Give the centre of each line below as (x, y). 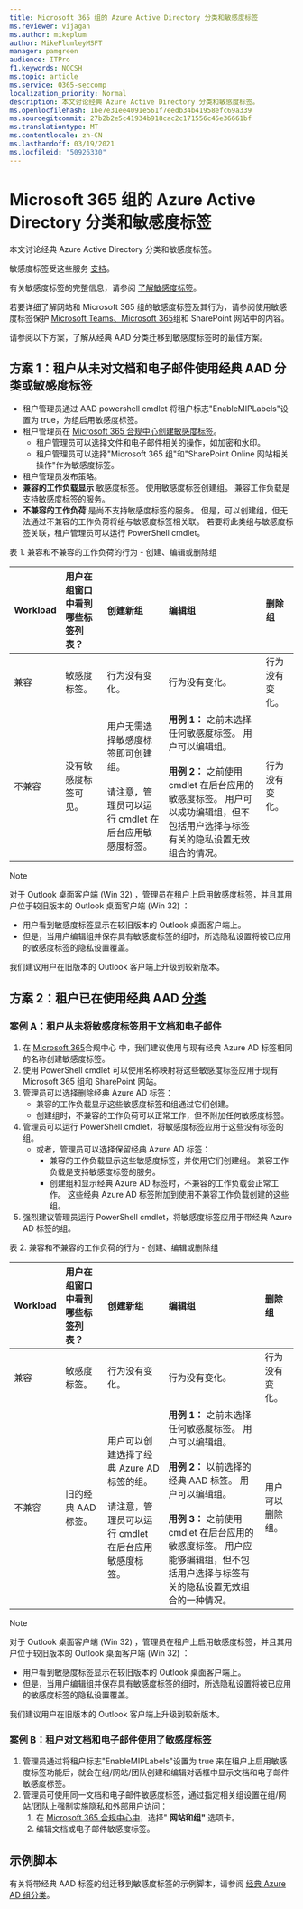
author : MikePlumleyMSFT (56, 43)
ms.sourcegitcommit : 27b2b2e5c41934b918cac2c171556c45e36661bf (131, 118)
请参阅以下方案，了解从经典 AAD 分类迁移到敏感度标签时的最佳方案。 (138, 337)
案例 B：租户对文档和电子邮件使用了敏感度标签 (110, 1739)
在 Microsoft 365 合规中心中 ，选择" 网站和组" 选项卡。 (138, 1818)
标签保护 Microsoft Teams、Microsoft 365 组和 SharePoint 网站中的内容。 (153, 318)
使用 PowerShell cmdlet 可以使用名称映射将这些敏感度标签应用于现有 (150, 1070)
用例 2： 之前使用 (206, 772)
